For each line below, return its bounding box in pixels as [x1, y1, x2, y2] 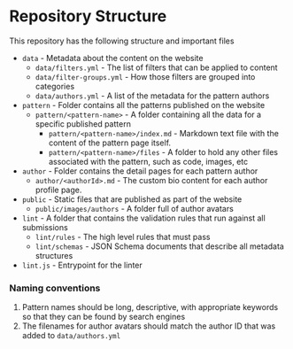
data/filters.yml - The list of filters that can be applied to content [35, 62, 278, 73]
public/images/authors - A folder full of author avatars [35, 203, 235, 213]
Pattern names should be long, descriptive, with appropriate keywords [21, 302, 279, 313]
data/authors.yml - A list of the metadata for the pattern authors [35, 90, 270, 101]
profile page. [35, 184, 82, 195]
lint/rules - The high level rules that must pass [35, 231, 211, 242]
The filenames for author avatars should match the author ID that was [21, 321, 276, 331]
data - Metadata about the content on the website [21, 52, 204, 63]
